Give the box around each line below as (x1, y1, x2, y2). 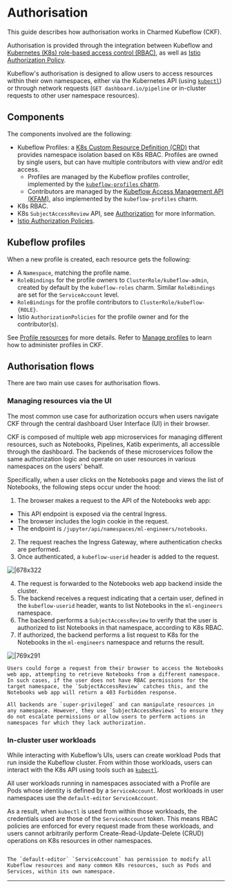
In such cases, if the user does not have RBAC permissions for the (7, 676, 209, 684)
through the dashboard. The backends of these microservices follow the (7, 447, 213, 456)
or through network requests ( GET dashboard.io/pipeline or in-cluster (7, 84, 206, 92)
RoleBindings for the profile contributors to (17, 297, 139, 306)
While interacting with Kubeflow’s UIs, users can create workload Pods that (7, 750, 221, 759)
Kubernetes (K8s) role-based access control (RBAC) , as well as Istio (7, 48, 201, 57)
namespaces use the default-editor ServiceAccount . (7, 793, 159, 802)
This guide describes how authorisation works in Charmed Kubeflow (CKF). (7, 28, 222, 36)
